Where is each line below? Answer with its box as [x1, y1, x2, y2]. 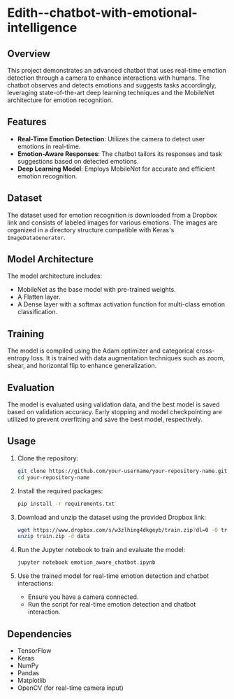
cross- [196, 346, 215, 355]
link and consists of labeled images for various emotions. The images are [7, 218, 218, 227]
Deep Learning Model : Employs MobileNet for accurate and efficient [17, 164, 215, 173]
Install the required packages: [17, 486, 103, 495]
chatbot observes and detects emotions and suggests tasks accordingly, [7, 81, 217, 89]
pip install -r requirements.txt [17, 500, 115, 507]
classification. [17, 308, 58, 316]
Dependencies [7, 628, 72, 640]
